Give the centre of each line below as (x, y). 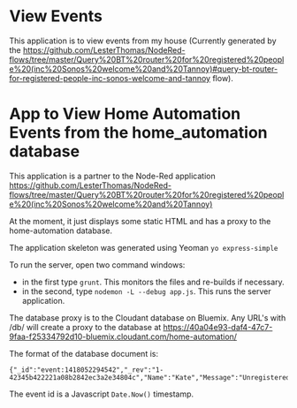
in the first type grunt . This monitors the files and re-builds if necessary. (153, 282)
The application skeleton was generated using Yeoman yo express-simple (144, 247)
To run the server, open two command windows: (97, 264)
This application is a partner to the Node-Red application (112, 176)
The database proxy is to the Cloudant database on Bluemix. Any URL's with (148, 317)
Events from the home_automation (138, 133)
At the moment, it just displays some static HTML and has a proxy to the (140, 221)
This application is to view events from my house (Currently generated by (143, 41)
